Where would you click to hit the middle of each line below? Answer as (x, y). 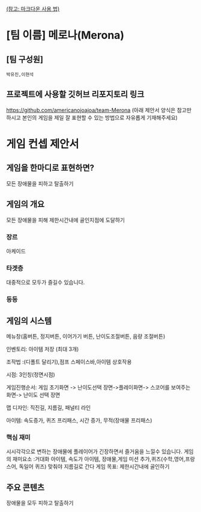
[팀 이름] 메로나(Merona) (65, 35)
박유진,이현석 (20, 74)
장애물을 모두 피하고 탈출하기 (40, 503)
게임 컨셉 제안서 (43, 144)
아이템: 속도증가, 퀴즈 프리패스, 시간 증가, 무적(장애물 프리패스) (79, 420)
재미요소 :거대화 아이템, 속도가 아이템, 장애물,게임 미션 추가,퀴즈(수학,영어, (99, 459)
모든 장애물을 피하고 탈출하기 (40, 183)
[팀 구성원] (25, 59)
